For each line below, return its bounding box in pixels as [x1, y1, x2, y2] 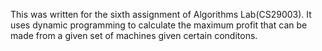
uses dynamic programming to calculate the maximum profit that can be [10, 19, 308, 31]
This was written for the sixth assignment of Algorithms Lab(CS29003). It [10, 9, 312, 20]
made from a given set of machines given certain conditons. [10, 30, 258, 41]
